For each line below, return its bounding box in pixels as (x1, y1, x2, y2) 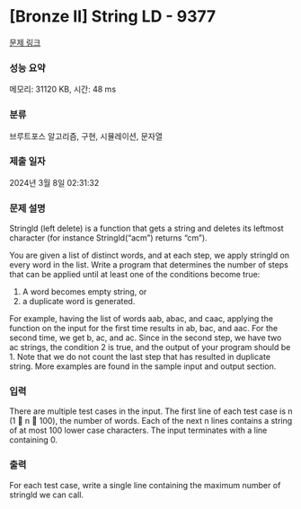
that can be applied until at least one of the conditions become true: (9, 269, 261, 280)
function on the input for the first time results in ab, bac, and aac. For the (9, 323, 279, 334)
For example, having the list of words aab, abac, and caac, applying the (9, 313, 274, 324)
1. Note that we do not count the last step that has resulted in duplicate (9, 352, 271, 363)
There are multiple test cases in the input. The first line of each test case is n (9, 406, 293, 417)
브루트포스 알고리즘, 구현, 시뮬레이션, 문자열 (9, 130, 164, 141)
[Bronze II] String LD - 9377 (9, 6, 217, 27)
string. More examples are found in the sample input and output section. (9, 361, 277, 372)
